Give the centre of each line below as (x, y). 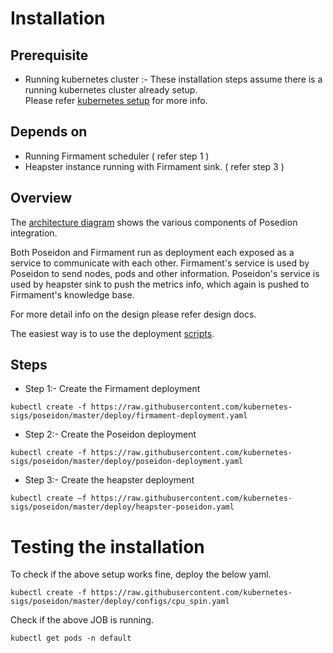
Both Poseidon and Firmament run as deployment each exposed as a (152, 252)
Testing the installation (107, 546)
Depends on (49, 132)
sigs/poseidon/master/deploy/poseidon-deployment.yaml (127, 462)
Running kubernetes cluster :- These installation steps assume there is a (173, 79)
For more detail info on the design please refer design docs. (133, 314)
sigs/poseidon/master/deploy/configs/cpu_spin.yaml (120, 602)
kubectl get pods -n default (71, 638)
